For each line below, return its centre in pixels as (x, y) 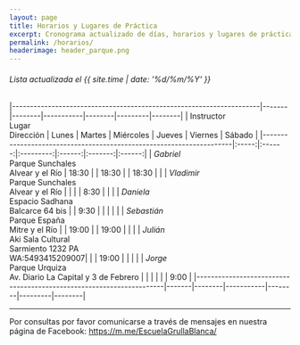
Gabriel (167, 154)
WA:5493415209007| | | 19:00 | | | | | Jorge (88, 259)
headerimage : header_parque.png (69, 51)
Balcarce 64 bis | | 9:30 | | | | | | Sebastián (86, 211)
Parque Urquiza (38, 267)
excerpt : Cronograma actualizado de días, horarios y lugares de (133, 34)
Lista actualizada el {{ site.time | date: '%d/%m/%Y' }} (110, 79)
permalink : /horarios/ (51, 42)
